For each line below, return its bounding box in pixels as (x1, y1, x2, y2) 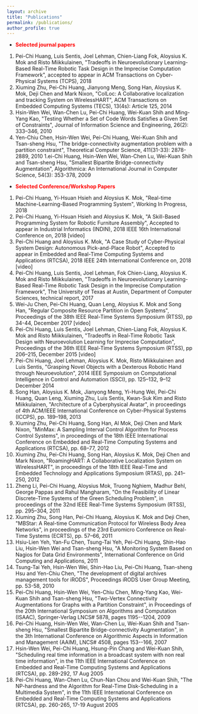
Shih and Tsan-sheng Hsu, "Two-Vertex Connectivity (29, 595, 158, 602)
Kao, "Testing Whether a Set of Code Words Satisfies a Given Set (29, 115, 188, 123)
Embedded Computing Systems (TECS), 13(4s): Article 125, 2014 (15, 103, 173, 110)
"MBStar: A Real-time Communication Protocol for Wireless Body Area (15, 520, 186, 527)
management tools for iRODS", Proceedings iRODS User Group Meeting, (15, 576, 191, 583)
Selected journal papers (15, 41, 75, 48)
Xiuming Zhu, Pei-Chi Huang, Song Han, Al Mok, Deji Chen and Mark (15, 419, 182, 427)
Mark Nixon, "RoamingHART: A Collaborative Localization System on (15, 457, 182, 464)
